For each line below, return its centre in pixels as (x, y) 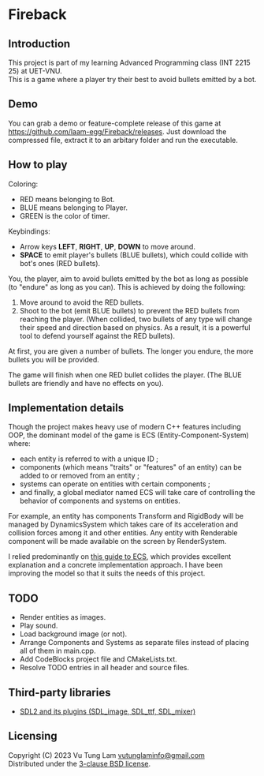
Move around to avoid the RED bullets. (82, 302)
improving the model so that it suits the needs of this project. (107, 573)
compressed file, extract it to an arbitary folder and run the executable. (123, 140)
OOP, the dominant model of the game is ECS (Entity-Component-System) (129, 435)
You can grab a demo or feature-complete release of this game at (115, 123)
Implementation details (66, 408)
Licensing (33, 736)
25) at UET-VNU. (35, 71)
